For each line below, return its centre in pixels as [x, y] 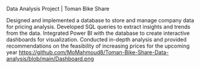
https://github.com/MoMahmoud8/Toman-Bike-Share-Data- [94, 52]
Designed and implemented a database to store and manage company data [100, 20]
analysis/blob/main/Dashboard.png [50, 59]
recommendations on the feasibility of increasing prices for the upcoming [98, 46]
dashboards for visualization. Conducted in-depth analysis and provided [96, 39]
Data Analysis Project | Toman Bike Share [58, 9]
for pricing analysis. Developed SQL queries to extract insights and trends [98, 27]
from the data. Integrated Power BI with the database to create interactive [98, 33]
